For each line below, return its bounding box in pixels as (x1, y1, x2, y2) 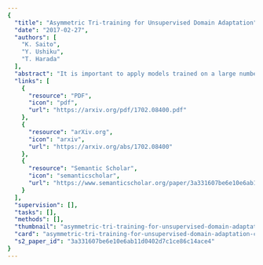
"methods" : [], (14, 216, 64, 223)
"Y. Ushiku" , (21, 48, 64, 56)
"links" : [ (14, 77, 50, 85)
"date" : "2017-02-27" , (14, 26, 89, 34)
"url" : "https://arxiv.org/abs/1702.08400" (27, 143, 174, 151)
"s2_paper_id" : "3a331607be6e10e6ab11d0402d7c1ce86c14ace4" (14, 238, 215, 245)
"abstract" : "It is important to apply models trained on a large (14, 70, 236, 78)
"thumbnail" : (14, 223, 57, 231)
